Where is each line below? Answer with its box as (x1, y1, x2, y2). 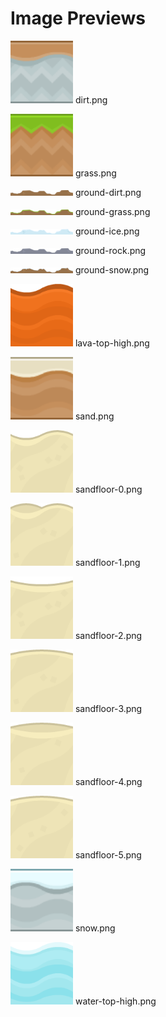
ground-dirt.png (74, 186, 142, 198)
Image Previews (10, 7, 146, 30)
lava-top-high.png (74, 337, 150, 349)
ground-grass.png (74, 205, 151, 217)
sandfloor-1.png (74, 556, 141, 568)
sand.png (74, 410, 115, 422)
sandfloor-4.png (74, 775, 143, 787)
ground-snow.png (74, 263, 150, 276)
